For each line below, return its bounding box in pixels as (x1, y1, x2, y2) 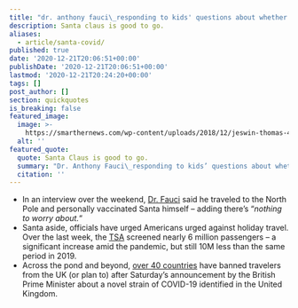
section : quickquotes (9, 95, 90, 105)
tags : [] (9, 79, 42, 88)
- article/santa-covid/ (17, 37, 105, 47)
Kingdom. (21, 288, 58, 299)
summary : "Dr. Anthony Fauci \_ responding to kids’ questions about (17, 162, 272, 170)
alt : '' (17, 137, 46, 146)
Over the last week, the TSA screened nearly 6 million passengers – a (21, 232, 277, 242)
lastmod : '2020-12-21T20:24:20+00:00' (9, 71, 153, 80)
